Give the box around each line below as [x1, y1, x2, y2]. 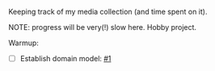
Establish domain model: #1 [19, 54, 112, 63]
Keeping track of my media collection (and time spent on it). [8, 7, 208, 16]
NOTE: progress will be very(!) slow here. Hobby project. [8, 23, 196, 31]
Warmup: [8, 38, 39, 48]
